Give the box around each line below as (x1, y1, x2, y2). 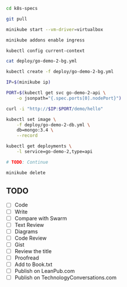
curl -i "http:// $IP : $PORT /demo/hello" (6, 106, 104, 112)
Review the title (14, 247, 52, 254)
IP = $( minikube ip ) (6, 79, 51, 85)
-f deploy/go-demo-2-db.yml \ (16, 122, 91, 128)
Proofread (14, 254, 39, 261)
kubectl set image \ (6, 116, 57, 122)
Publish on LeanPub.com (14, 268, 75, 275)
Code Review (14, 234, 47, 241)
